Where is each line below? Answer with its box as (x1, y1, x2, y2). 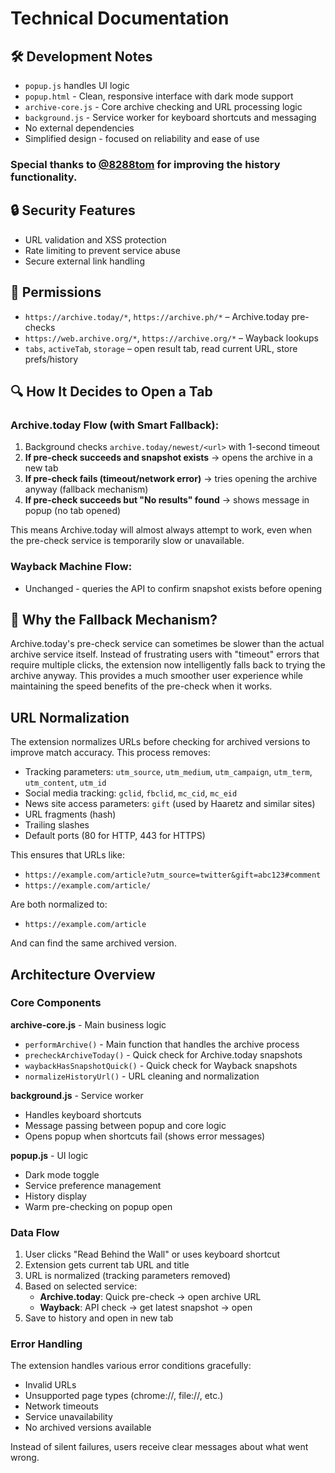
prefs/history (24, 353, 79, 365)
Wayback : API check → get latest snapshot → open (39, 1302, 253, 1314)
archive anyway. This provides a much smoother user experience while (10, 670, 303, 682)
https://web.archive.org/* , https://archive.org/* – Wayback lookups (24, 332, 319, 344)
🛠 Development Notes (10, 48, 153, 65)
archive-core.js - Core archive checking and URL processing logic (24, 101, 303, 112)
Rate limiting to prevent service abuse (24, 244, 181, 256)
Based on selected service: (24, 1280, 138, 1292)
